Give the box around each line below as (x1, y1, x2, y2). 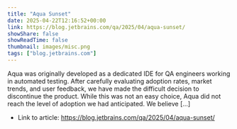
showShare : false (7, 30, 59, 38)
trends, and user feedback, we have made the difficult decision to (7, 84, 200, 93)
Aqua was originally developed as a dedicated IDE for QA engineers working (7, 69, 231, 78)
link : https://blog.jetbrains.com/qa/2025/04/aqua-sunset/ (7, 23, 186, 30)
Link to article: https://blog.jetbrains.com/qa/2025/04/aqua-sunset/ (17, 113, 215, 121)
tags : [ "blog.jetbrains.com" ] (7, 50, 97, 57)
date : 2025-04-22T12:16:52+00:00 (7, 17, 106, 24)
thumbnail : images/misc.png (7, 43, 91, 50)
